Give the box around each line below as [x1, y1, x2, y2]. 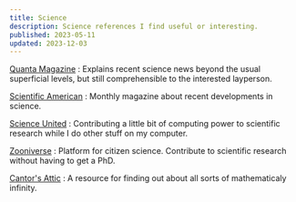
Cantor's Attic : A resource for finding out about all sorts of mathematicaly [9, 173, 287, 184]
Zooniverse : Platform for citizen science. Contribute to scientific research [9, 146, 287, 157]
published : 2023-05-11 [9, 30, 96, 39]
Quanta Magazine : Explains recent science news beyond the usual [9, 64, 261, 75]
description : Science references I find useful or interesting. [9, 22, 259, 31]
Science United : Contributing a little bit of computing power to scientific [9, 118, 281, 129]
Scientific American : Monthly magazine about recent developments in [9, 91, 273, 102]
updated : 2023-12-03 [9, 38, 88, 48]
